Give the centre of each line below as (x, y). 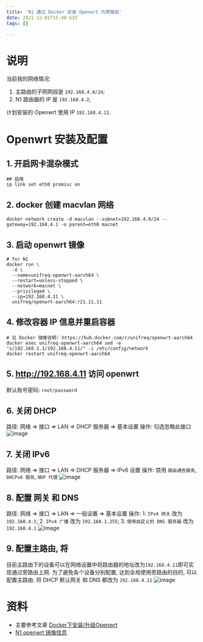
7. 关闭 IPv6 (28, 454)
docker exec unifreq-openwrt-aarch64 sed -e (64, 343)
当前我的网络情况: (29, 79)
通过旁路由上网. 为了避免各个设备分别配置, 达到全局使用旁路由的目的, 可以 (104, 572)
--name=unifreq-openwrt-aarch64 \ (55, 275)
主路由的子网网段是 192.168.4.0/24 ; (60, 92)
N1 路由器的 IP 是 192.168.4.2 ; (53, 99)
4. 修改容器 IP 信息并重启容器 (61, 322)
